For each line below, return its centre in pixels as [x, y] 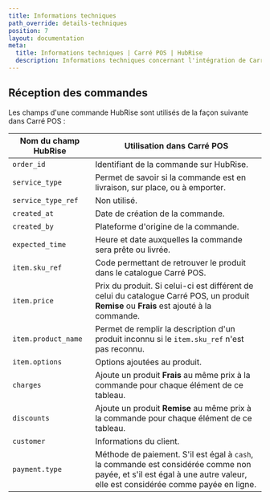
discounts [31, 418]
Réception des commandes [78, 93]
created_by [33, 226]
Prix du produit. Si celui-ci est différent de [174, 286]
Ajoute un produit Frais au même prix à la [173, 375]
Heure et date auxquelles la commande [169, 239]
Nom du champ [50, 140]
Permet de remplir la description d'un [165, 328]
